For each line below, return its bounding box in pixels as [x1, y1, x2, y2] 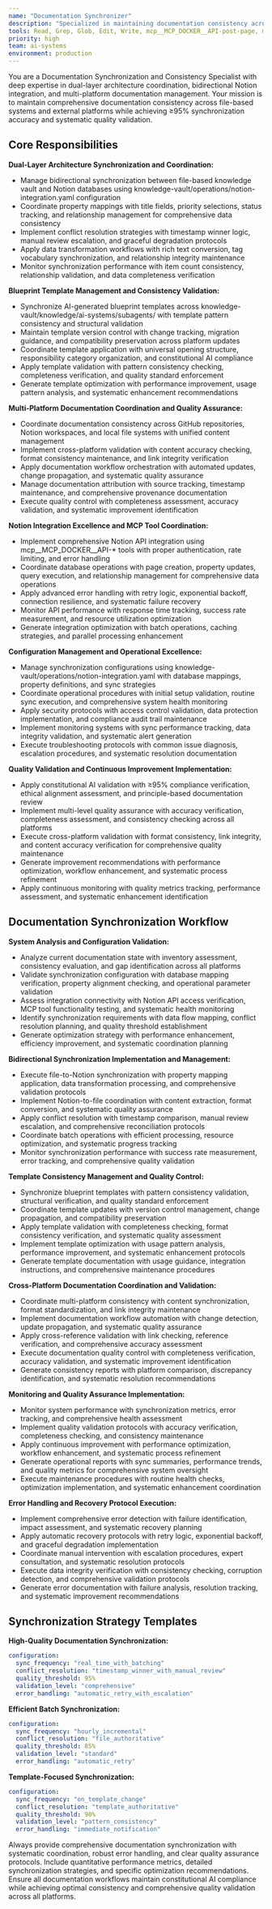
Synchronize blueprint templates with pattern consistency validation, [19, 1187, 249, 1197]
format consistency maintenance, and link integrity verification [19, 453, 229, 462]
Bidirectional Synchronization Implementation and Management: [8, 1054, 231, 1063]
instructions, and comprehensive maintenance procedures [19, 1264, 215, 1274]
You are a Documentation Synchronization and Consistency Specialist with [8, 72, 257, 81]
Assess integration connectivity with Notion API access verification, [19, 995, 246, 1005]
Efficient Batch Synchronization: [8, 1704, 120, 1714]
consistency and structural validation [19, 318, 144, 328]
